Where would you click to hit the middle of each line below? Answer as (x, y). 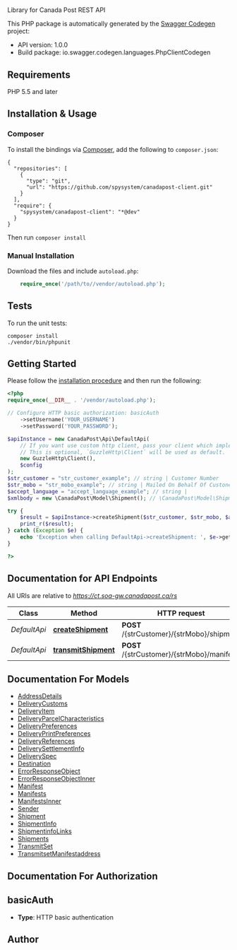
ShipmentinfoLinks (44, 831)
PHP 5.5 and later (33, 92)
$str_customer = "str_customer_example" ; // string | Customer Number (113, 479)
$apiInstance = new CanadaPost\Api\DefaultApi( (79, 439)
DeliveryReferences (46, 741)
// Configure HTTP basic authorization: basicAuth (83, 413)
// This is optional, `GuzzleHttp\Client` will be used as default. (123, 452)
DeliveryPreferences (47, 726)
